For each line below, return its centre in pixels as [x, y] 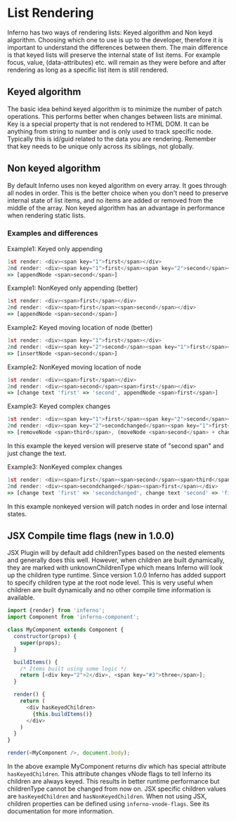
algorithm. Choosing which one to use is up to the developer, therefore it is [115, 39]
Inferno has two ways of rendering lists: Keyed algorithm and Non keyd [110, 32]
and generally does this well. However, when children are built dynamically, [116, 560]
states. [17, 514]
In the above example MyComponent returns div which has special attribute [117, 766]
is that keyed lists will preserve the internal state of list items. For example [114, 55]
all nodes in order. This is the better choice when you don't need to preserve [118, 193]
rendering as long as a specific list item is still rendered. [88, 70]
